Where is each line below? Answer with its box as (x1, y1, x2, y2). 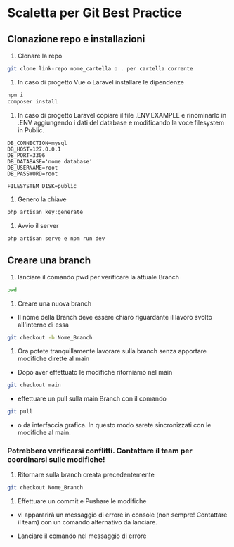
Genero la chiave (17, 195, 67, 203)
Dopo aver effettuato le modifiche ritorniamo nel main (17, 367, 173, 376)
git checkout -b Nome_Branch (7, 334, 93, 341)
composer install (7, 98, 58, 105)
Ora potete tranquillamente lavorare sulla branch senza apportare (17, 346, 207, 355)
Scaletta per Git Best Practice (7, 5, 183, 21)
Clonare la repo (17, 51, 63, 60)
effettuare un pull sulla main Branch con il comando (17, 394, 167, 403)
